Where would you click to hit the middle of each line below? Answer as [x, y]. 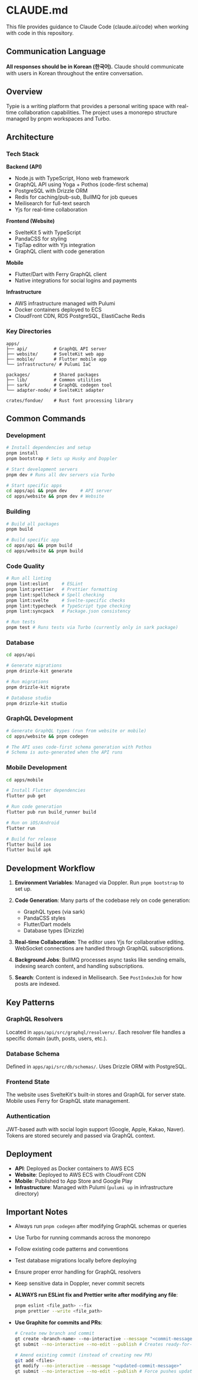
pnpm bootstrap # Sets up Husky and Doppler [62, 459]
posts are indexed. [37, 984]
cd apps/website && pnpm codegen [47, 736]
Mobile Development [37, 768]
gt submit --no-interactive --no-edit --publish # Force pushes [95, 1372]
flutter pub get [26, 796]
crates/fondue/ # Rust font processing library [70, 400]
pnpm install [22, 453]
